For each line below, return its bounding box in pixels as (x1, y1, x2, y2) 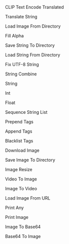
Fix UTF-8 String (5, 62, 39, 67)
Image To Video (5, 186, 37, 191)
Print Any (5, 205, 24, 210)
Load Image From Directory (5, 23, 61, 29)
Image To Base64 (5, 224, 41, 230)
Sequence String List (5, 109, 48, 115)
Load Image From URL (5, 195, 51, 201)
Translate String (5, 14, 38, 19)
